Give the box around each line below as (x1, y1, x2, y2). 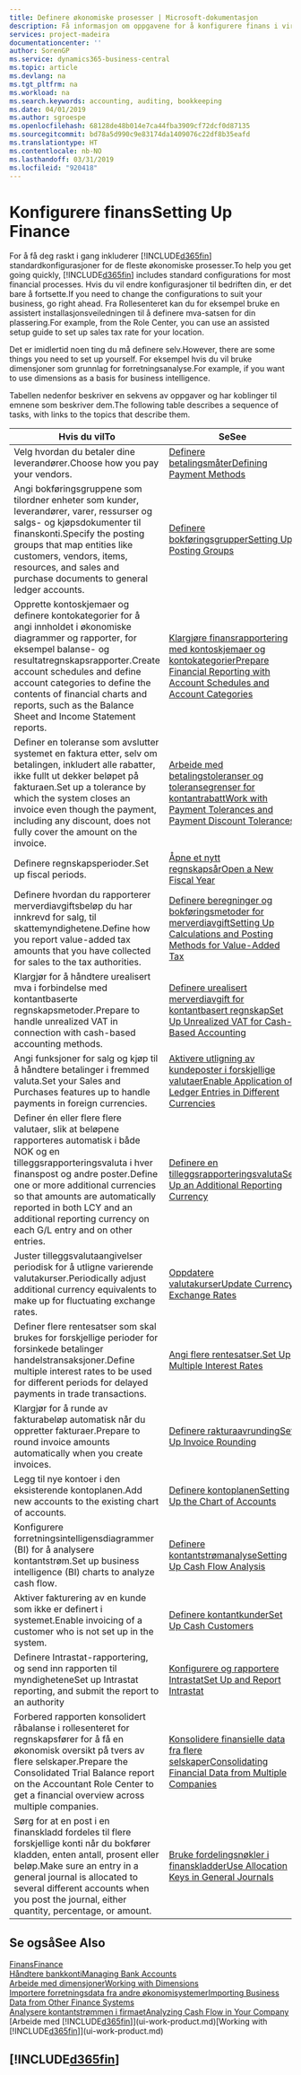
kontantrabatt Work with (168, 792, 269, 805)
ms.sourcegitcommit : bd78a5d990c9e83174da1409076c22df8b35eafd (9, 130, 251, 139)
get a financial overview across (13, 1789, 145, 1801)
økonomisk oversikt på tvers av (13, 1744, 145, 1757)
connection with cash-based (13, 1026, 136, 1039)
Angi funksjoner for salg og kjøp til (13, 1052, 159, 1065)
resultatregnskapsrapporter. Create (13, 654, 160, 667)
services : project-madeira (9, 30, 110, 39)
